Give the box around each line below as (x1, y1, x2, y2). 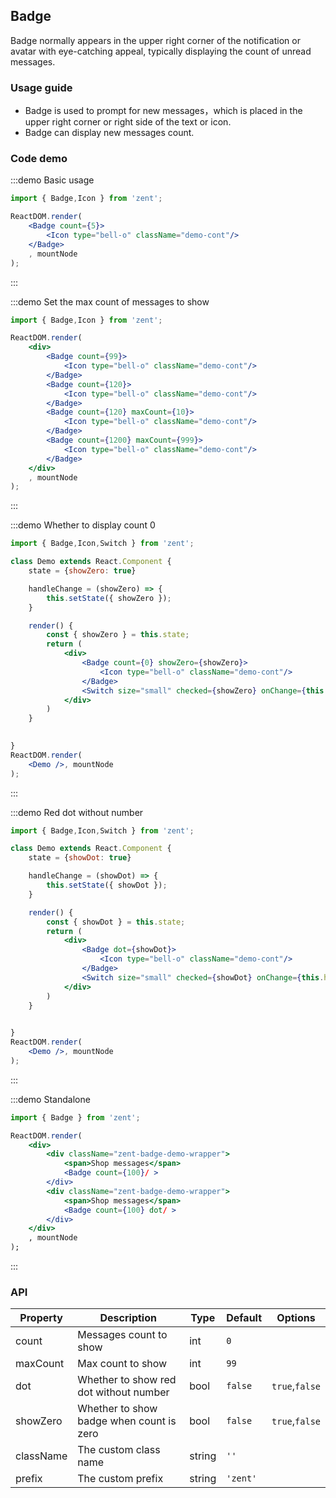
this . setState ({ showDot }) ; (46, 880, 168, 891)
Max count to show (77, 1357, 168, 1371)
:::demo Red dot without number (10, 806, 144, 818)
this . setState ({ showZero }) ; (46, 593, 172, 603)
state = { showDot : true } (28, 853, 132, 863)
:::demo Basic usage (10, 174, 95, 186)
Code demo (10, 152, 68, 166)
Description (99, 1311, 157, 1325)
